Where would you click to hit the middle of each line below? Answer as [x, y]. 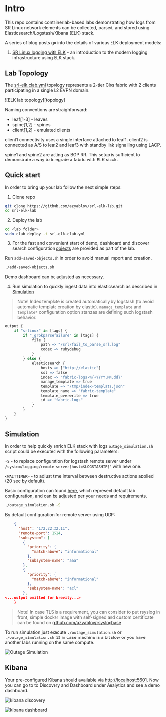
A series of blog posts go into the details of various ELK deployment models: [83, 42]
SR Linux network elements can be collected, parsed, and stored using [77, 27]
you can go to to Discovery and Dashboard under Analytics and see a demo [83, 685]
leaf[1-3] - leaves [30, 119]
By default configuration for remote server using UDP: [60, 515]
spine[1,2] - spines [31, 124]
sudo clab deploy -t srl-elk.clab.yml [45, 234]
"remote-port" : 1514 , [41, 533]
